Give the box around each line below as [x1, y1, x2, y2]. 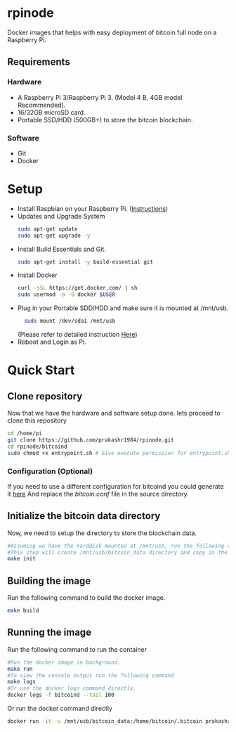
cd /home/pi [7, 430, 42, 437]
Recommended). [17, 101, 66, 109]
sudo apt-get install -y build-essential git [17, 258, 153, 265]
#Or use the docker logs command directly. [7, 685, 137, 692]
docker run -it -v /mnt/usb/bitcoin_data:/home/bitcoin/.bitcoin [7, 718, 202, 725]
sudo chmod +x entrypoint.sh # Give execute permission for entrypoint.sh [7, 449, 231, 456]
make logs [7, 679, 37, 686]
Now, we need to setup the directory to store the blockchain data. [7, 529, 197, 537]
